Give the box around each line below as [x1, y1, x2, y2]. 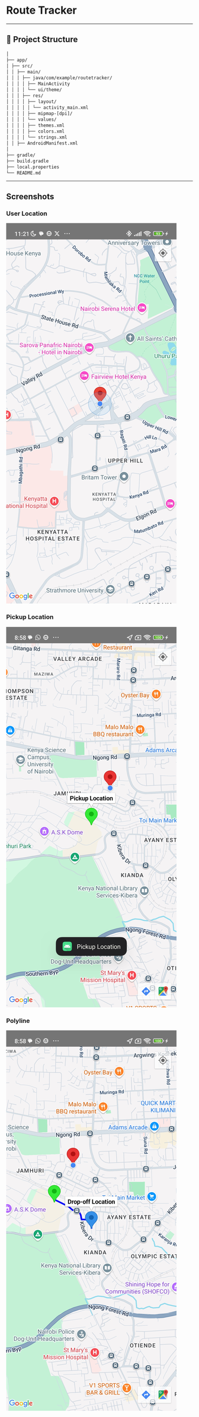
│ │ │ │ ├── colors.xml [6, 128, 65, 134]
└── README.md [6, 170, 41, 176]
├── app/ [6, 57, 28, 63]
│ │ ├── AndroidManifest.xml [6, 140, 78, 146]
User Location [6, 209, 47, 218]
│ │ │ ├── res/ [6, 93, 44, 99]
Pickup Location [6, 613, 54, 621]
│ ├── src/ [6, 63, 33, 69]
